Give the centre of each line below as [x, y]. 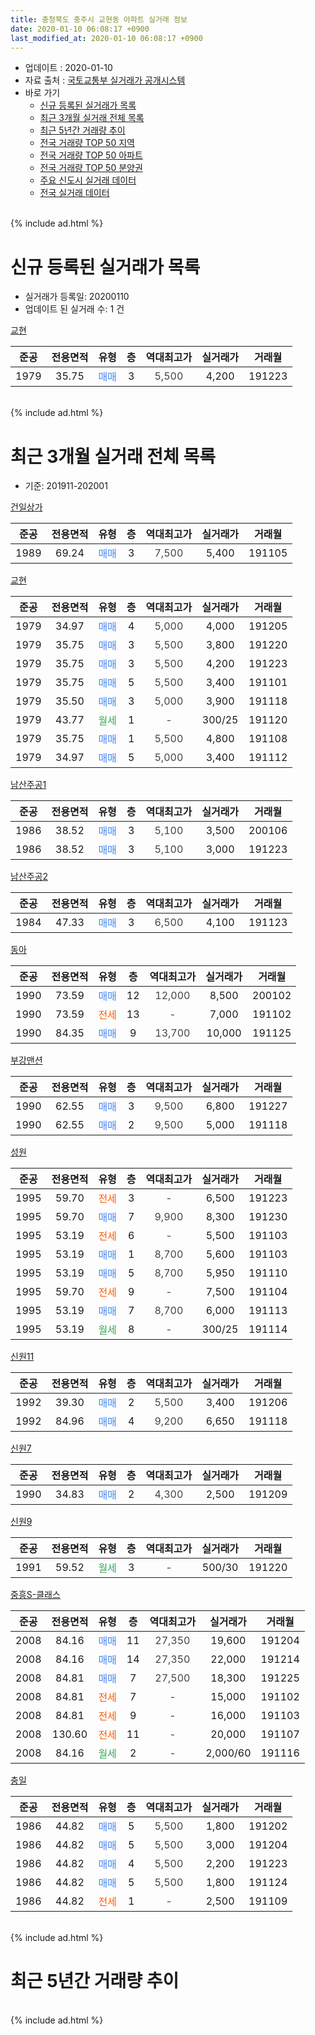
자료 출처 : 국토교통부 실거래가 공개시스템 [105, 80]
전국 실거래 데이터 [74, 193]
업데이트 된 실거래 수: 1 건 [74, 309]
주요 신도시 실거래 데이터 [88, 180]
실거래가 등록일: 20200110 [77, 297]
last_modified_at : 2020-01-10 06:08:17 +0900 [106, 38]
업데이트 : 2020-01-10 [68, 68]
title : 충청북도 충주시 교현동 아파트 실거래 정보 [99, 19]
